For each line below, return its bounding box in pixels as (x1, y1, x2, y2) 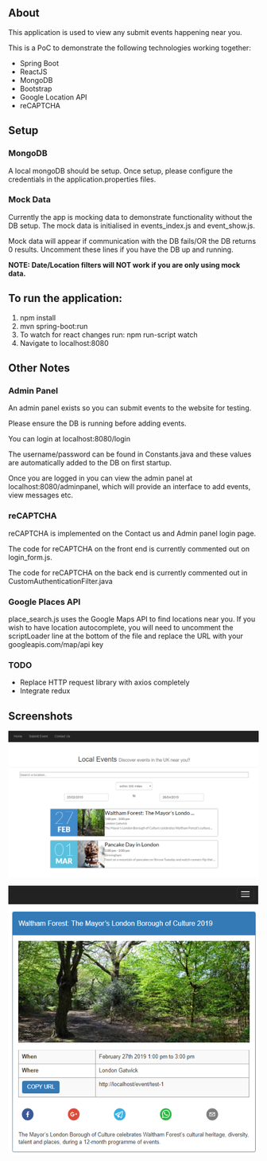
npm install (19, 312, 56, 322)
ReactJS (19, 67, 48, 76)
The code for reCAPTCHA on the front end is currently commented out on (8, 543, 250, 553)
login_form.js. (8, 552, 53, 562)
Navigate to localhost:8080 (19, 338, 109, 347)
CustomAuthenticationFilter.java (8, 576, 113, 586)
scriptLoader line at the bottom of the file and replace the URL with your (8, 631, 244, 641)
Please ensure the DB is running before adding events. (8, 418, 187, 429)
